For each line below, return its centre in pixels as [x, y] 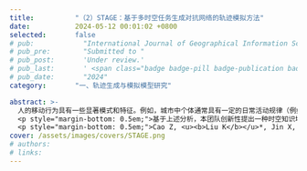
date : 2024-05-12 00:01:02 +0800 [94, 26]
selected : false [53, 35]
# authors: [30, 145]
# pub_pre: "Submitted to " [77, 52]
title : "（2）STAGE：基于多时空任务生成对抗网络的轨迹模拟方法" [137, 18]
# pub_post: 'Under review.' [77, 60]
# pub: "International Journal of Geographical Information [148, 43]
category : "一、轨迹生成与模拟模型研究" [90, 85]
